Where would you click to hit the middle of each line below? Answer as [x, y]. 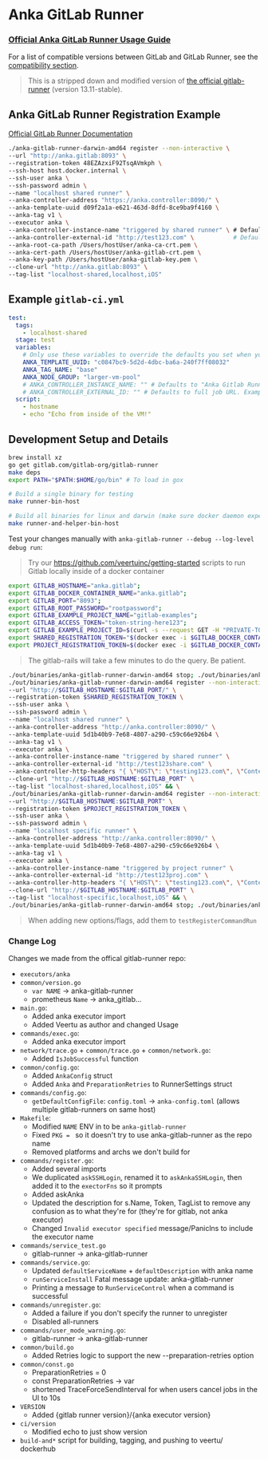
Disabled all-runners [65, 1322]
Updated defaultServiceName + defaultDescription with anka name [142, 1271]
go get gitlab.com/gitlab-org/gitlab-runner [83, 465]
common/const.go [47, 1365]
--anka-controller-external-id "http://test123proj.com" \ [108, 876]
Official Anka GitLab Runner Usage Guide [90, 40]
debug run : [26, 547]
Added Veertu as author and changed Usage [105, 1025]
